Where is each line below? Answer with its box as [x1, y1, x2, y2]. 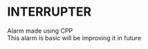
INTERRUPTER [7, 4, 92, 20]
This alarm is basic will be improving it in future [7, 33, 142, 42]
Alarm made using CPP [7, 27, 73, 35]
